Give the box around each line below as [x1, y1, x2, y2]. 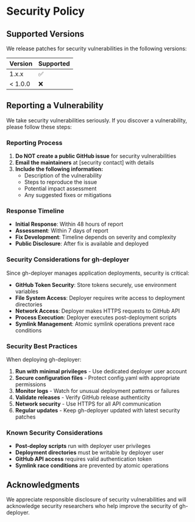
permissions [15, 381, 46, 388]
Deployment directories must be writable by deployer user [15, 449, 164, 457]
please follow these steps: [6, 123, 72, 130]
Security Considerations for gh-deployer [6, 255, 130, 264]
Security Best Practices [6, 341, 78, 350]
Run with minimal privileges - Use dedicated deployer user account [15, 368, 187, 375]
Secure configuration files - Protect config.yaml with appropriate [15, 375, 180, 381]
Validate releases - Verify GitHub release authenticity [15, 393, 151, 401]
